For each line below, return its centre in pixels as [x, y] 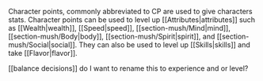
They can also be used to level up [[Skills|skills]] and [165, 45]
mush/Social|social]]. [43, 45]
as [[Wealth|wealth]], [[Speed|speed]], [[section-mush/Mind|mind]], [120, 28]
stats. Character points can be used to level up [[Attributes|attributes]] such [132, 20]
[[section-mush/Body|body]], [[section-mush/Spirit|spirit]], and [112, 36]
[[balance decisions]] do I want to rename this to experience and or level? [128, 68]
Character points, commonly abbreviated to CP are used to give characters [130, 11]
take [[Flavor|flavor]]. [43, 53]
